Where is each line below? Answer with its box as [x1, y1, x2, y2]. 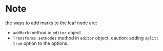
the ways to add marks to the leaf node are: [5, 20, 97, 26]
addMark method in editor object [12, 29, 81, 35]
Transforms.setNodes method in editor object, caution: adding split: [12, 35, 159, 41]
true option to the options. [12, 40, 69, 46]
